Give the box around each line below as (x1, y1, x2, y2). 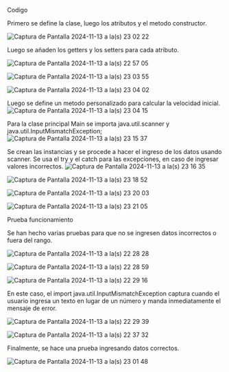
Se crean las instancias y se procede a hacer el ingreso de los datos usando (7, 148, 222, 155)
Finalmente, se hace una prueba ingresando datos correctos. (7, 344, 180, 352)
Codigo (7, 6, 28, 14)
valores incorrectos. (7, 162, 64, 171)
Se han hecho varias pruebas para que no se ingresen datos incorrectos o (7, 229, 217, 237)
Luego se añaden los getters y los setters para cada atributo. (7, 46, 180, 54)
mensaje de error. (7, 304, 57, 312)
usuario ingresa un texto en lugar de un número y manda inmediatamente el (7, 297, 221, 305)
